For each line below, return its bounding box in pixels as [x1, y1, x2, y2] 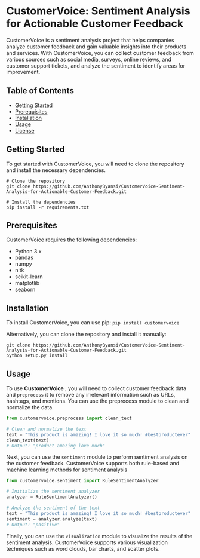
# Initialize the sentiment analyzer [6, 489, 100, 495]
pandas [14, 254, 34, 261]
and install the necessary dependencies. [6, 166, 106, 174]
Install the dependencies [11, 199, 76, 205]
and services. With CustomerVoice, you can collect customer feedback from [6, 49, 194, 56]
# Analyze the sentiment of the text [6, 505, 100, 511]
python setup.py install [6, 352, 68, 359]
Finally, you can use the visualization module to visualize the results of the [6, 532, 193, 539]
